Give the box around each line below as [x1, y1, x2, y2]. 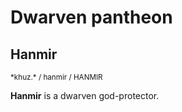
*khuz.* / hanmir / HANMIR [10, 72, 103, 82]
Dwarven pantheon [10, 6, 173, 29]
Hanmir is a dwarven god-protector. [10, 90, 160, 101]
